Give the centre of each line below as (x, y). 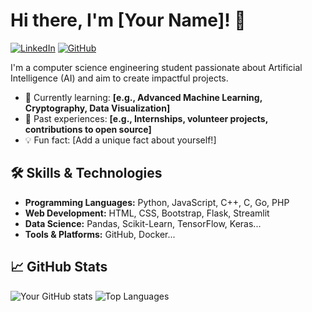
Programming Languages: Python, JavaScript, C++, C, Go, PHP (157, 202)
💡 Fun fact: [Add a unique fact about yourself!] (120, 140)
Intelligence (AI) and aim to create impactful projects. (119, 78)
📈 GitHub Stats (59, 267)
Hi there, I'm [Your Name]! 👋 (128, 20)
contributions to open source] (88, 129)
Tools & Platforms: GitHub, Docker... (100, 234)
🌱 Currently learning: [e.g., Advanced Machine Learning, (143, 97)
